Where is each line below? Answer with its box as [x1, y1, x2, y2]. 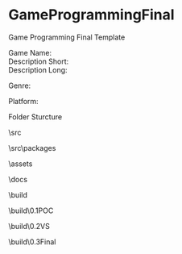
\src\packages [8, 143, 56, 152]
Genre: [8, 81, 31, 90]
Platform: [8, 96, 39, 106]
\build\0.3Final [8, 236, 56, 247]
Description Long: [8, 65, 68, 74]
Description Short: [8, 56, 69, 66]
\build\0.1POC [8, 206, 54, 215]
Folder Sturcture [8, 111, 63, 122]
